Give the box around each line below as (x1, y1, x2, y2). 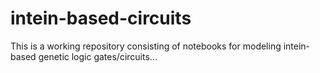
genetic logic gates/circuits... (38, 50, 158, 62)
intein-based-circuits (10, 7, 192, 30)
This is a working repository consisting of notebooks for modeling (10, 40, 282, 52)
